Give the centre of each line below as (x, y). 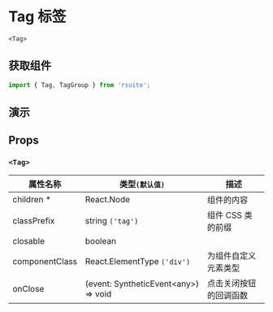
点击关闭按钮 (232, 283)
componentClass (45, 261)
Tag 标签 (37, 17)
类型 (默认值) (142, 184)
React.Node (108, 199)
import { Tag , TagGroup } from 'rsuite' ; (80, 85)
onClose (28, 288)
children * (32, 199)
